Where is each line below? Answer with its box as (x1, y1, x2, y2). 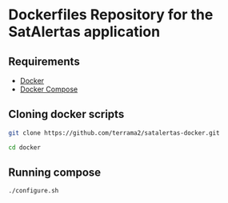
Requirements (8, 55, 80, 68)
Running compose (8, 165, 102, 179)
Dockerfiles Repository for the (8, 6, 214, 24)
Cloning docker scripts (8, 108, 125, 121)
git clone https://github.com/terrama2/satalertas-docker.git (8, 128, 220, 137)
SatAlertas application (8, 22, 161, 41)
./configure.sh (8, 187, 59, 195)
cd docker (8, 143, 42, 152)
